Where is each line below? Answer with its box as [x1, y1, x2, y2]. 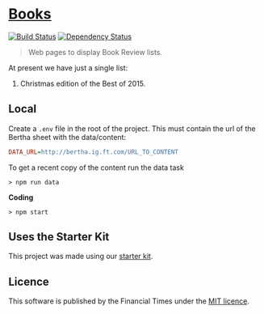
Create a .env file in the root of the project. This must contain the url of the [8, 123, 256, 134]
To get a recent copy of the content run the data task [8, 163, 184, 172]
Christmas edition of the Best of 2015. [19, 78, 146, 88]
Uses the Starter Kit [8, 230, 110, 244]
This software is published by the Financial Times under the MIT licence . [8, 296, 250, 306]
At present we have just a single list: [8, 62, 128, 73]
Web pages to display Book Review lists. [27, 47, 163, 57]
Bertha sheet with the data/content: [8, 132, 127, 142]
